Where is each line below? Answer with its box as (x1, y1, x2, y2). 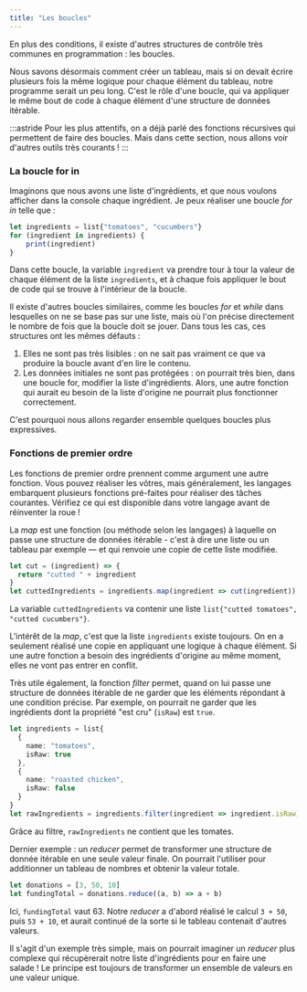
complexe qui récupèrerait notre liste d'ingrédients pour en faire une (9, 952, 267, 964)
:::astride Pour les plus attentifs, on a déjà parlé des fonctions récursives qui (9, 122, 296, 133)
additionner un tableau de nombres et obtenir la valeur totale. (9, 862, 240, 873)
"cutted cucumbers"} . (9, 613, 90, 624)
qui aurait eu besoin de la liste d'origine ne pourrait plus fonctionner (22, 387, 279, 398)
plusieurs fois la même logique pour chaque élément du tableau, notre (9, 75, 274, 87)
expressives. (9, 424, 58, 435)
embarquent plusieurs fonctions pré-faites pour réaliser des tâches (9, 487, 262, 498)
